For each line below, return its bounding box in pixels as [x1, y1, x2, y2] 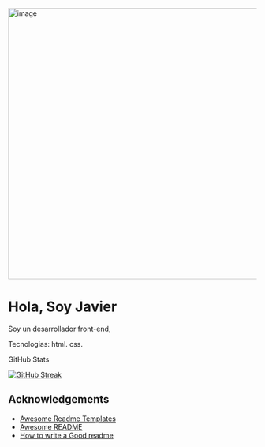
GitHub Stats [8, 355, 50, 364]
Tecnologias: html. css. [8, 339, 84, 348]
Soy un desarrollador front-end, [8, 324, 111, 333]
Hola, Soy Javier [8, 298, 118, 316]
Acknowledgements [8, 393, 110, 406]
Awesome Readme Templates [19, 414, 117, 423]
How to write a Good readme [19, 430, 114, 440]
